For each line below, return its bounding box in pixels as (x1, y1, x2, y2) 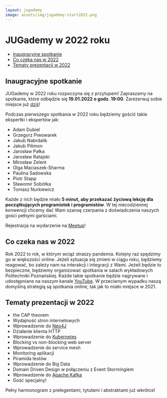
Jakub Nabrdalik (12, 138, 47, 144)
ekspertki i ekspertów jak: (5, 117, 60, 123)
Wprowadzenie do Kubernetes (12, 334, 77, 340)
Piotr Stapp (12, 175, 37, 182)
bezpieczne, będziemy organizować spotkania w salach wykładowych (5, 267, 153, 274)
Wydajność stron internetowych (12, 317, 80, 323)
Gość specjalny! (12, 377, 47, 383)
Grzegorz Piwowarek (12, 132, 57, 138)
